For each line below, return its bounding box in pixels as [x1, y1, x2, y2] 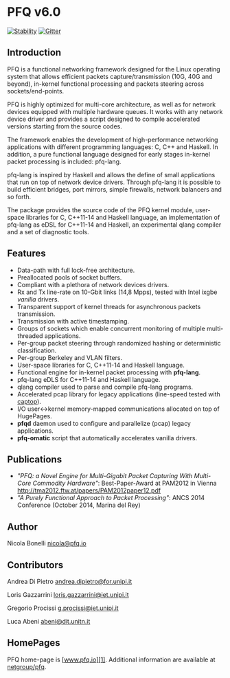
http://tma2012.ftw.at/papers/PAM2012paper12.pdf [16, 486, 161, 495]
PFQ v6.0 [7, 4, 61, 20]
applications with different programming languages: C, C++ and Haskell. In [7, 142, 218, 151]
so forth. [7, 192, 32, 201]
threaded [16, 331, 43, 340]
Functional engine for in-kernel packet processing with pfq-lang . [16, 368, 201, 376]
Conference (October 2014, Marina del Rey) [16, 501, 141, 509]
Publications [7, 453, 62, 465]
